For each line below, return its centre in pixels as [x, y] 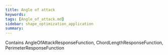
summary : [14, 28]
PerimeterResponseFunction [35, 48]
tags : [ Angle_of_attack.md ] [35, 19]
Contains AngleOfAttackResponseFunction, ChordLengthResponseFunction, [84, 42]
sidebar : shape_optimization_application [49, 24]
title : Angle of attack [30, 10]
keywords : [16, 14]
